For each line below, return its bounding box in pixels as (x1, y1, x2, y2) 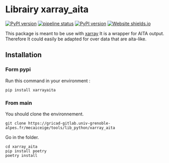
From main (5, 99, 32, 106)
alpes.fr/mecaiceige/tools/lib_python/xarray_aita (5, 125, 115, 130)
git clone (5, 121, 27, 126)
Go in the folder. (5, 134, 39, 140)
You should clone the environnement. (5, 111, 84, 117)
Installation (5, 51, 42, 59)
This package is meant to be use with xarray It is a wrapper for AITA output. (5, 30, 164, 36)
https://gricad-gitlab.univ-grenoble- (28, 121, 111, 126)
